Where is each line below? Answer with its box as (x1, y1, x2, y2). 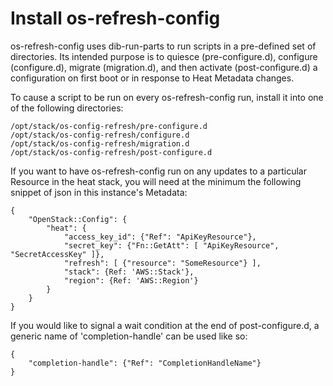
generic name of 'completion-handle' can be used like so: (10, 330, 248, 342)
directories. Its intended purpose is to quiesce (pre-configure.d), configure (10, 50, 318, 62)
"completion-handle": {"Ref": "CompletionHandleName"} (28, 358, 262, 368)
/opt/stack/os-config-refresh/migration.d (10, 138, 190, 149)
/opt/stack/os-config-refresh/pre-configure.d (10, 121, 208, 131)
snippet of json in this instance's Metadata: (10, 186, 188, 198)
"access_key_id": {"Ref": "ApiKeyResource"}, (63, 232, 257, 242)
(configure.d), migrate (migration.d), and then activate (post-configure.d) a (10, 61, 318, 73)
